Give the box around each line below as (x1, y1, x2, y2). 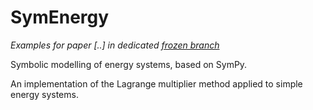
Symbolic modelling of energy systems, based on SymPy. (10, 58, 248, 70)
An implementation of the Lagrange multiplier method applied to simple (10, 77, 303, 90)
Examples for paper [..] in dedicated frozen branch (10, 39, 220, 51)
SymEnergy (10, 6, 110, 29)
